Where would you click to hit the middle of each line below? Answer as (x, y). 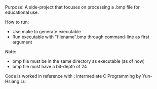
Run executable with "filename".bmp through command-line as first (81, 37)
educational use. (22, 12)
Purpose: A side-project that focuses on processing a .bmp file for (72, 7)
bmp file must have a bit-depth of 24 (50, 67)
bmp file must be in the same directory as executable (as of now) (78, 61)
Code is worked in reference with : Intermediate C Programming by (73, 76)
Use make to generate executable (47, 31)
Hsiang (12, 81)
